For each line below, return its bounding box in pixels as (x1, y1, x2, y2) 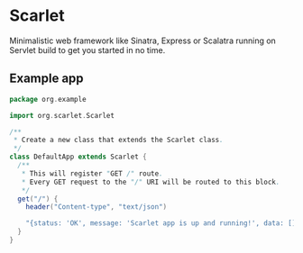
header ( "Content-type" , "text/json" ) (25, 203, 168, 212)
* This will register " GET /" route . (21, 168, 164, 178)
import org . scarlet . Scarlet (9, 111, 115, 120)
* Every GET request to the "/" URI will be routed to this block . (21, 177, 280, 186)
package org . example (9, 95, 87, 104)
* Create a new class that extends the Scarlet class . (13, 136, 224, 145)
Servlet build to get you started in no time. (9, 44, 166, 55)
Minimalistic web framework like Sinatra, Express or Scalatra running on (9, 35, 277, 46)
